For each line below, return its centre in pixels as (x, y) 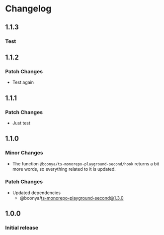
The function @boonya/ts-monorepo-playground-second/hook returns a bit (86, 164)
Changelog (28, 9)
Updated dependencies (37, 193)
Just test (21, 123)
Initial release (22, 228)
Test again (23, 82)
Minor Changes (24, 153)
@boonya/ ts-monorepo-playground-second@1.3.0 (72, 198)
